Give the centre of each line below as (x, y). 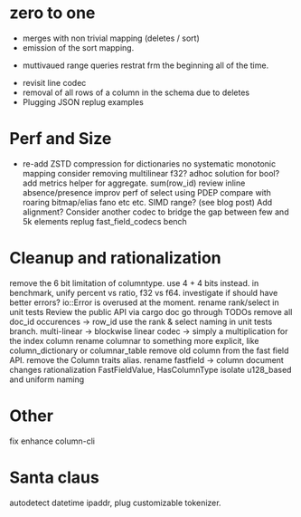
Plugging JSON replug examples (83, 101)
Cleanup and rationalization (115, 258)
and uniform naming (47, 379)
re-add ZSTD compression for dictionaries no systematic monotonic (149, 163)
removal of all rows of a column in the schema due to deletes (136, 92)
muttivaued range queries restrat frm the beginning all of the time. (146, 65)
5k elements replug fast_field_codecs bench (104, 221)
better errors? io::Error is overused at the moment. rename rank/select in (144, 302)
